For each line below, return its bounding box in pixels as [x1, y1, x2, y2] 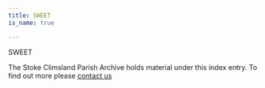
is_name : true [8, 19, 55, 27]
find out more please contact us [8, 71, 112, 80]
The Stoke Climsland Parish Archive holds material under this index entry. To [8, 62, 258, 71]
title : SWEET [8, 11, 51, 20]
